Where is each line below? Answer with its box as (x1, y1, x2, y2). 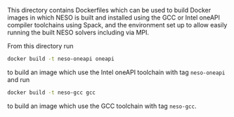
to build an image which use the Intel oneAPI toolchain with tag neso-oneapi (7, 68, 226, 76)
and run (7, 75, 30, 83)
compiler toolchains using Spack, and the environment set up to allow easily (7, 21, 228, 29)
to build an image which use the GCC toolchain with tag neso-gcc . (7, 102, 197, 110)
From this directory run (7, 42, 74, 50)
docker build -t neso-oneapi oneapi (7, 55, 115, 62)
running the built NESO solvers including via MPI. (7, 28, 150, 36)
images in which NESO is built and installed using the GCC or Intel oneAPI (7, 13, 220, 22)
